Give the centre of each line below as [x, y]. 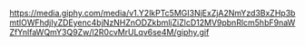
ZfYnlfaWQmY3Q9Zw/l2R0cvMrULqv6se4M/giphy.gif [109, 32]
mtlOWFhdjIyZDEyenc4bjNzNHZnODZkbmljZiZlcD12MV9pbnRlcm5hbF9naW [152, 23]
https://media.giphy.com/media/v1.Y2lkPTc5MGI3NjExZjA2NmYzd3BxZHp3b [152, 13]
